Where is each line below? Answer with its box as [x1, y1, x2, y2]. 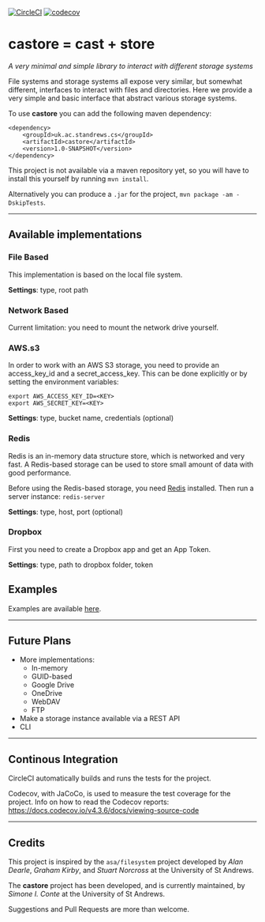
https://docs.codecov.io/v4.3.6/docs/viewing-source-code [8, 806, 200, 815]
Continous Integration [8, 752, 118, 766]
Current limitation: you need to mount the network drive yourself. [8, 323, 219, 332]
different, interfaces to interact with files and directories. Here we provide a [8, 85, 252, 94]
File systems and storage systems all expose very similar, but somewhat [8, 76, 243, 86]
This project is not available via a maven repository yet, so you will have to [8, 165, 250, 175]
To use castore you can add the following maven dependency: [8, 108, 211, 118]
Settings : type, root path [8, 285, 88, 294]
